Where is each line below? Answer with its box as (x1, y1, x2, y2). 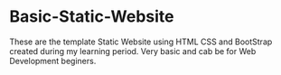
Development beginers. (9, 55, 97, 66)
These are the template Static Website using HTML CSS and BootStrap (9, 36, 273, 47)
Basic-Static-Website (9, 6, 174, 27)
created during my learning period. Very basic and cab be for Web (9, 45, 257, 56)
